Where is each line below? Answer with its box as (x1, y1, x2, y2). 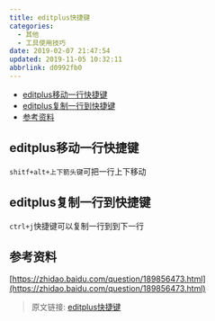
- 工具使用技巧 (17, 38, 67, 48)
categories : (9, 22, 54, 31)
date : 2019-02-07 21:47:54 (9, 47, 111, 56)
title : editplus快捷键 (9, 13, 91, 22)
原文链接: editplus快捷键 (31, 302, 121, 313)
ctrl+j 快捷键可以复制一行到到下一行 (9, 220, 144, 231)
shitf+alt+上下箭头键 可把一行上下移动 (9, 165, 147, 176)
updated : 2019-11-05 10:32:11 (9, 55, 123, 64)
